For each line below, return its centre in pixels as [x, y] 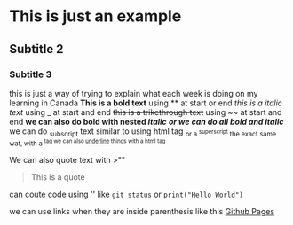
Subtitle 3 [31, 74]
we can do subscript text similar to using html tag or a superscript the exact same [143, 132]
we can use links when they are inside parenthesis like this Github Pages [142, 211]
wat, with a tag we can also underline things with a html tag [87, 143]
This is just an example [95, 16]
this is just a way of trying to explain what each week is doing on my [134, 93]
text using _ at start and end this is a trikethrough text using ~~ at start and [146, 112]
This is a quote [58, 177]
